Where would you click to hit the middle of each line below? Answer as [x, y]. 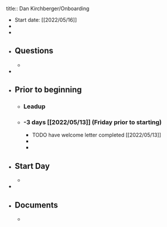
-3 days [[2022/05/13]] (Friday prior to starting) [93, 122]
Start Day [32, 166]
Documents [36, 205]
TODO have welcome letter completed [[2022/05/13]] [96, 135]
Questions [34, 51]
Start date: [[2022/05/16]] [46, 20]
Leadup [34, 106]
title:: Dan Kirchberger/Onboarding [48, 9]
